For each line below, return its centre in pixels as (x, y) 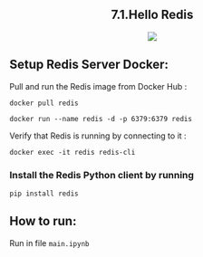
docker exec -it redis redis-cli (72, 152)
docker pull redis (44, 103)
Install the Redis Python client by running (102, 175)
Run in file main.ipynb (49, 243)
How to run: (43, 221)
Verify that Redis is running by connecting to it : (98, 136)
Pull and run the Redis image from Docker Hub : (98, 86)
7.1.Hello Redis (152, 15)
